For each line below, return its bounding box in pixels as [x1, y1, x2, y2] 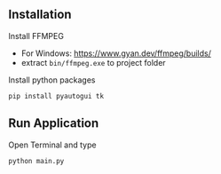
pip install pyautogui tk [8, 91, 104, 100]
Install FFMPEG [8, 30, 64, 41]
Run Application [8, 115, 99, 131]
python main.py [8, 156, 65, 165]
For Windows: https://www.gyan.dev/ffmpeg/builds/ [20, 48, 212, 59]
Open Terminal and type [8, 139, 97, 150]
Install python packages [8, 75, 96, 85]
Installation [8, 7, 72, 22]
